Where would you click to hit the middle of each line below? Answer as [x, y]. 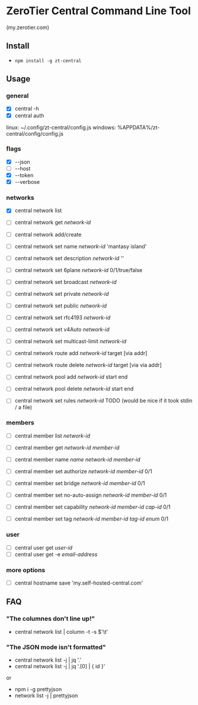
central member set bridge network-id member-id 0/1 [80, 483]
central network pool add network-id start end [71, 377]
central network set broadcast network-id [66, 282]
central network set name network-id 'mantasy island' [81, 246]
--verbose [27, 182]
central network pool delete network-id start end [74, 389]
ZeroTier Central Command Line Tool [99, 11]
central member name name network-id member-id [77, 459]
